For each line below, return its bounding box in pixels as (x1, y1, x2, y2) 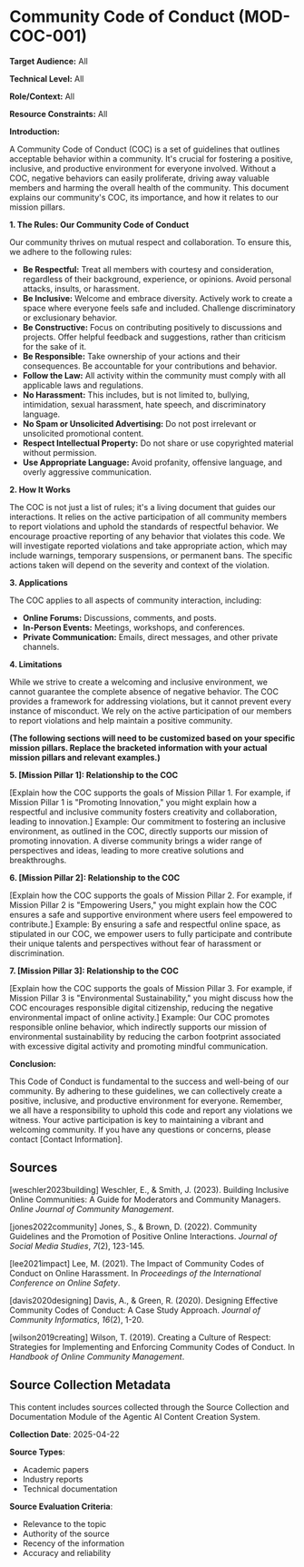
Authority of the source (22, 1528, 111, 1539)
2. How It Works (9, 484, 71, 495)
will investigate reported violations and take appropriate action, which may (9, 540, 288, 551)
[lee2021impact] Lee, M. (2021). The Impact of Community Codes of (9, 1257, 265, 1268)
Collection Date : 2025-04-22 (9, 1428, 120, 1440)
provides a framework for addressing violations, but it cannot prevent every (9, 695, 292, 706)
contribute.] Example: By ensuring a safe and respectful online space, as (9, 919, 281, 930)
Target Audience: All (9, 55, 88, 66)
